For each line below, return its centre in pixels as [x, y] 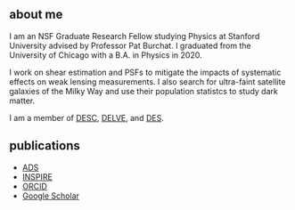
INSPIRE [37, 176]
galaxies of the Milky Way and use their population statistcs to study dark [143, 91]
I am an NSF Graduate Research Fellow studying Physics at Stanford [135, 36]
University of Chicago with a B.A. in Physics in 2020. [106, 55]
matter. [22, 101]
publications [45, 146]
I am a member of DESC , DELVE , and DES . [87, 117]
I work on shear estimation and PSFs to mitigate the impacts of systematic [145, 72]
